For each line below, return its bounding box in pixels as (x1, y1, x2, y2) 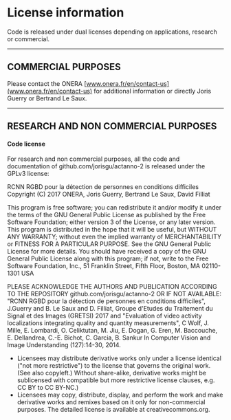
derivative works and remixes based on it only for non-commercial (16, 398, 206, 406)
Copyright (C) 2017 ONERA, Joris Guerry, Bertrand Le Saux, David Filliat (7, 190, 211, 199)
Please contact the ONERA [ (7, 79, 87, 87)
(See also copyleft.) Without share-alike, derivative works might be (16, 369, 206, 377)
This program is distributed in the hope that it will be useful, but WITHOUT (7, 225, 217, 234)
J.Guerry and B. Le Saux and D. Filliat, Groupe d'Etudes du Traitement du (7, 305, 213, 313)
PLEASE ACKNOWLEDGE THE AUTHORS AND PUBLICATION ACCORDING (7, 283, 218, 291)
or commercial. (7, 34, 50, 43)
